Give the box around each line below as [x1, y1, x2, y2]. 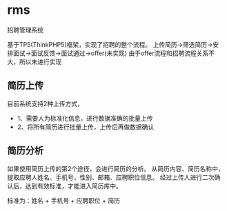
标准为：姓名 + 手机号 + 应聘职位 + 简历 [7, 196, 121, 205]
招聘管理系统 [7, 26, 43, 34]
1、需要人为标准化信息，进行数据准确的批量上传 [17, 114, 153, 122]
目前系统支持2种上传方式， [7, 99, 84, 108]
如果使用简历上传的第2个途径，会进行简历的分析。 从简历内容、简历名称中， [7, 164, 224, 172]
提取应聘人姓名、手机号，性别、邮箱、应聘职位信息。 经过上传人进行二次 [7, 173, 215, 181]
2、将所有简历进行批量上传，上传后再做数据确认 [17, 123, 155, 131]
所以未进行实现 [19, 57, 62, 66]
